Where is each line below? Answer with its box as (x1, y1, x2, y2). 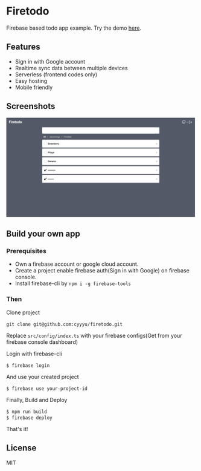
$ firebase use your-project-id (6, 386, 88, 392)
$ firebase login (6, 362, 50, 369)
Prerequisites (6, 247, 46, 255)
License (6, 443, 37, 453)
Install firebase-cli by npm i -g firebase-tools (14, 280, 132, 287)
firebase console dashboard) (6, 338, 78, 346)
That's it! (6, 425, 28, 432)
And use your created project (6, 373, 80, 380)
